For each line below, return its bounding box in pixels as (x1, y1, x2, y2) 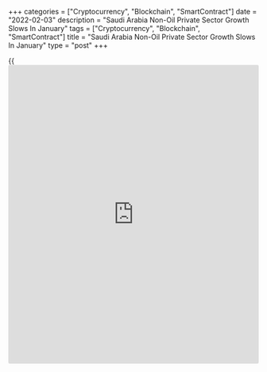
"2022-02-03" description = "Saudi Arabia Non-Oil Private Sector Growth (8, 15, 250, 25)
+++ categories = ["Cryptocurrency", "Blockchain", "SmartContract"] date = (8, 7, 257, 16)
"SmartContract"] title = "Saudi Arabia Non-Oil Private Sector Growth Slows (8, 32, 256, 41)
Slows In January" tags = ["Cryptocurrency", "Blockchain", (8, 24, 200, 33)
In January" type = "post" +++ (8, 41, 109, 50)
